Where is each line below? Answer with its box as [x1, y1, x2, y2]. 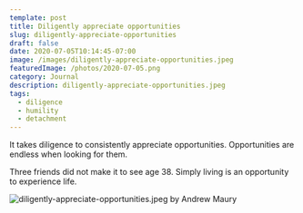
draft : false [9, 38, 59, 48]
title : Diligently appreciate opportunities [9, 22, 181, 31]
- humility [17, 106, 59, 115]
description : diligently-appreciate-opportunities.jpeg [9, 81, 226, 90]
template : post [9, 13, 67, 23]
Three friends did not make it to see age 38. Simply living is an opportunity [9, 167, 289, 178]
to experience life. [9, 176, 77, 187]
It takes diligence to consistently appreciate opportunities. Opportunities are [9, 140, 295, 150]
